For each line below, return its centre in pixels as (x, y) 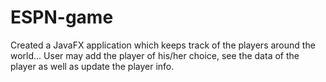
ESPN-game (62, 17)
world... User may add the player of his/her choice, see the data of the (155, 55)
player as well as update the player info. (92, 66)
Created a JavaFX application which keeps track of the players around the (163, 45)
